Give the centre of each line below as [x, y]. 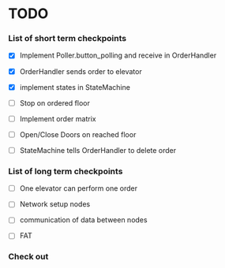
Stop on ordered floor [55, 102]
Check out [28, 257]
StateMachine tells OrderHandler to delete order [98, 150]
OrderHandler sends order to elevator [81, 71]
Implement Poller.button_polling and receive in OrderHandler [118, 55]
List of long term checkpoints [66, 171]
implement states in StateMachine [75, 87]
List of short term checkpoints [67, 39]
